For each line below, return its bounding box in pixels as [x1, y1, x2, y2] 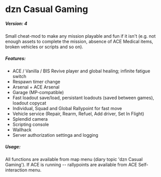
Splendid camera [12, 116, 48, 122]
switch [12, 73, 27, 79]
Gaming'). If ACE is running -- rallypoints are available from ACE [5, 162, 137, 168]
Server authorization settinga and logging [12, 132, 99, 138]
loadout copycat [12, 100, 47, 106]
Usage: [5, 143, 21, 149]
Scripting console [12, 122, 49, 128]
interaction [5, 167, 28, 173]
